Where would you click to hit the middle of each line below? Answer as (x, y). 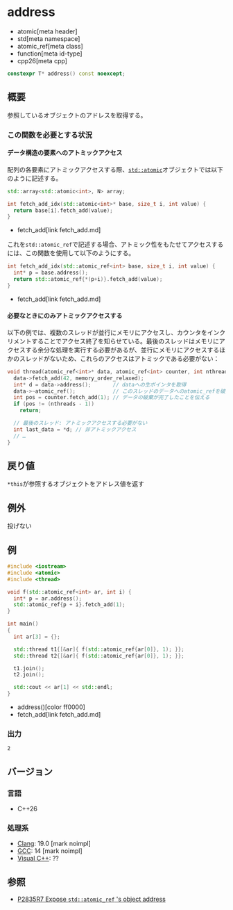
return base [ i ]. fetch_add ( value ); (63, 210)
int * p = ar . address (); (48, 599)
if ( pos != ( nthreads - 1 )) (54, 404)
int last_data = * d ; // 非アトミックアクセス (75, 429)
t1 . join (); (29, 668)
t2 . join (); (29, 675)
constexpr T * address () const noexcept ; (67, 74)
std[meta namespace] (49, 38)
